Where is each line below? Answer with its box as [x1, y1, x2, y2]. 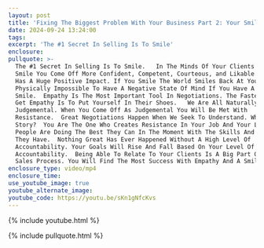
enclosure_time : [8, 172, 61, 181]
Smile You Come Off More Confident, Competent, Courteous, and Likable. [15, 70, 258, 78]
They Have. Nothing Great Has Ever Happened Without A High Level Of [15, 135, 251, 144]
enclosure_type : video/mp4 [8, 165, 97, 173]
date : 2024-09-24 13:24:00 [8, 26, 97, 34]
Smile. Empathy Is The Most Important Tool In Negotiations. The [15, 92, 237, 100]
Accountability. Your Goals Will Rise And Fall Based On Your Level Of [15, 143, 255, 151]
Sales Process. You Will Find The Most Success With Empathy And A [15, 158, 241, 166]
